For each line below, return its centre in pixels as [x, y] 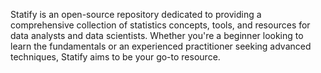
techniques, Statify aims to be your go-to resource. [115, 57]
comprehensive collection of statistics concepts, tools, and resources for [160, 25]
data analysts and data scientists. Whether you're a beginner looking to [157, 35]
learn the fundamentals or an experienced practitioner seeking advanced [161, 46]
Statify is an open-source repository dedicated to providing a [136, 14]
